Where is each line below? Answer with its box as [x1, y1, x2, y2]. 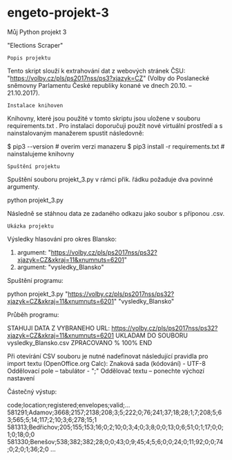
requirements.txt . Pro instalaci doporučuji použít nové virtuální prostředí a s [7, 121, 223, 129]
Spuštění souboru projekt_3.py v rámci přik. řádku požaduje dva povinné [7, 175, 213, 183]
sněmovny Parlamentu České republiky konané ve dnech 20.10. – [7, 81, 192, 89]
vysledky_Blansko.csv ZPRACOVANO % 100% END [7, 338, 153, 347]
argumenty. [7, 182, 40, 191]
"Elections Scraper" [7, 41, 64, 49]
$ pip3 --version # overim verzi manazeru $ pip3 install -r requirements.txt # [7, 142, 225, 150]
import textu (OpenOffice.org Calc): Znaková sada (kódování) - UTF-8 [7, 359, 206, 367]
